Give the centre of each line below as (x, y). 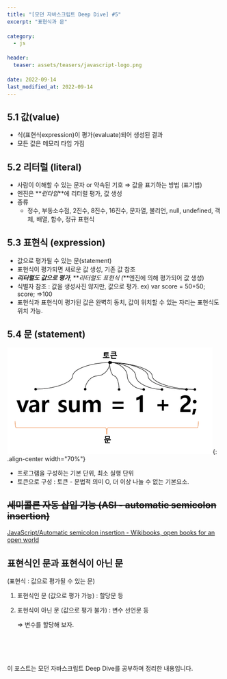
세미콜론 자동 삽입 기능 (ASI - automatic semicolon (112, 505)
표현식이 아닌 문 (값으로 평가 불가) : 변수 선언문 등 (83, 610)
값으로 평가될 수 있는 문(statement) (64, 260)
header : (18, 58)
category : (21, 36)
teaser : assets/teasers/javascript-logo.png (78, 65)
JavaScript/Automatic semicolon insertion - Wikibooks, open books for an (111, 533)
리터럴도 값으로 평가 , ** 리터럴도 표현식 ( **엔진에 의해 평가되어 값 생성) (110, 277)
